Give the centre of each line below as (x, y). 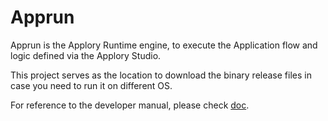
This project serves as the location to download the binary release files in (161, 75)
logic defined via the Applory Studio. (86, 55)
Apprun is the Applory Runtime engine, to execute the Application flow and (164, 45)
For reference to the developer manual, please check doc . (130, 105)
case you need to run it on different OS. (91, 85)
